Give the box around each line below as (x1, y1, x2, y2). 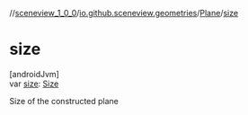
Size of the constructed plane (9, 95, 120, 106)
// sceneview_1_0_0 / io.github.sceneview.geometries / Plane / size (9, 8, 239, 18)
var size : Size (9, 78, 59, 89)
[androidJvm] (9, 68, 60, 79)
